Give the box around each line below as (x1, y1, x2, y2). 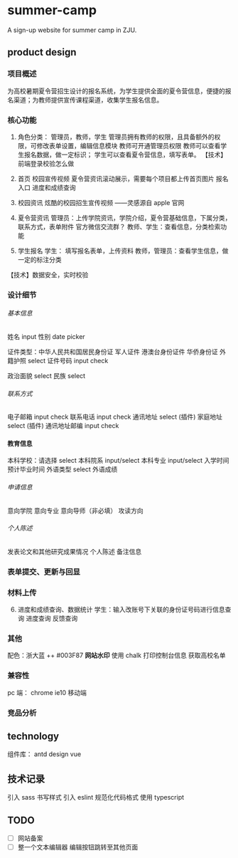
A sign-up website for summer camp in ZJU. (7, 26, 137, 34)
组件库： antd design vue (7, 750, 82, 758)
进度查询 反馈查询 (26, 614, 78, 623)
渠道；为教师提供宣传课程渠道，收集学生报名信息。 (13, 95, 163, 104)
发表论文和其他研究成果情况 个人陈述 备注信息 (7, 547, 142, 555)
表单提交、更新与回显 (7, 567, 80, 577)
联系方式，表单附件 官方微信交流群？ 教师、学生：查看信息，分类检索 (17, 222, 221, 231)
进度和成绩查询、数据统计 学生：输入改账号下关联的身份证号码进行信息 (17, 605, 225, 614)
